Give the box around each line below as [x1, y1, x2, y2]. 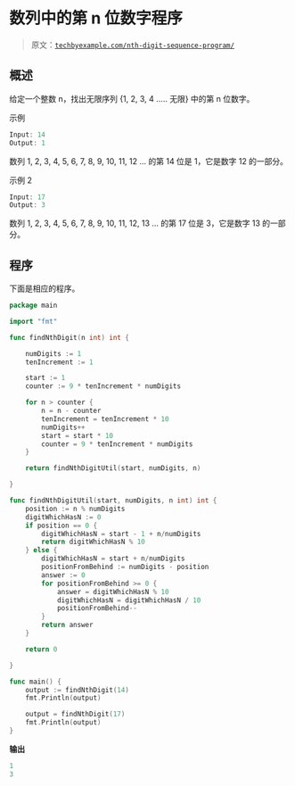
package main [9, 301, 58, 310]
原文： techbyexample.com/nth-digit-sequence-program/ [30, 39, 234, 50]
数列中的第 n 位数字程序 [9, 8, 183, 29]
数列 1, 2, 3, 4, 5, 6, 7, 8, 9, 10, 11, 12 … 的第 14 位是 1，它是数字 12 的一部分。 [9, 155, 288, 166]
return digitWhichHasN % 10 [41, 537, 145, 547]
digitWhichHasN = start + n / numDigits [41, 554, 185, 563]
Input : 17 [9, 193, 46, 202]
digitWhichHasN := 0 [25, 512, 102, 522]
